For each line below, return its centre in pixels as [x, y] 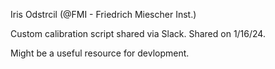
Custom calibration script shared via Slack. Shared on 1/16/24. [138, 33]
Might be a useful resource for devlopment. [100, 53]
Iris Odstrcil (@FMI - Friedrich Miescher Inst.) [103, 14]
